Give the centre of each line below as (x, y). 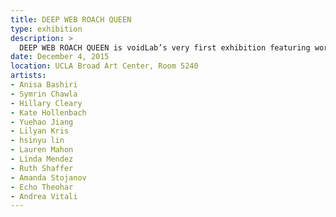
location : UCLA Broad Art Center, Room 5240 (104, 66)
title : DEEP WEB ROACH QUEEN (71, 19)
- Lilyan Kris (40, 131)
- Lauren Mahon (42, 150)
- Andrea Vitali (44, 196)
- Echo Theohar (42, 187)
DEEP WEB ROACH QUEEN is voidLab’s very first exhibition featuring (165, 47)
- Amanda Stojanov (48, 177)
